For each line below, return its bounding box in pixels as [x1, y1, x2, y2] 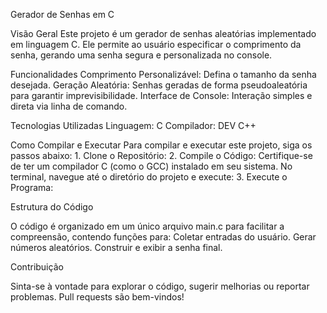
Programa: [10, 182, 54, 193]
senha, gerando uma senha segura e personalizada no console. [10, 49, 273, 61]
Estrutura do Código [10, 201, 94, 213]
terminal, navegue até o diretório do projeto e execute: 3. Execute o [10, 171, 288, 183]
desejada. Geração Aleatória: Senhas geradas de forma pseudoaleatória [10, 79, 308, 91]
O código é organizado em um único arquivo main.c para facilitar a [10, 220, 285, 232]
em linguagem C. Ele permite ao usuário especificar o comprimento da [10, 39, 302, 50]
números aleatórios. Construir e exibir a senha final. [10, 242, 223, 253]
